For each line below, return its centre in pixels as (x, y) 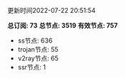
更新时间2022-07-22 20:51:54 (52, 10)
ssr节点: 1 (32, 67)
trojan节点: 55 (38, 49)
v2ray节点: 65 (38, 58)
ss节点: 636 (35, 40)
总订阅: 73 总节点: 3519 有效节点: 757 (62, 26)
